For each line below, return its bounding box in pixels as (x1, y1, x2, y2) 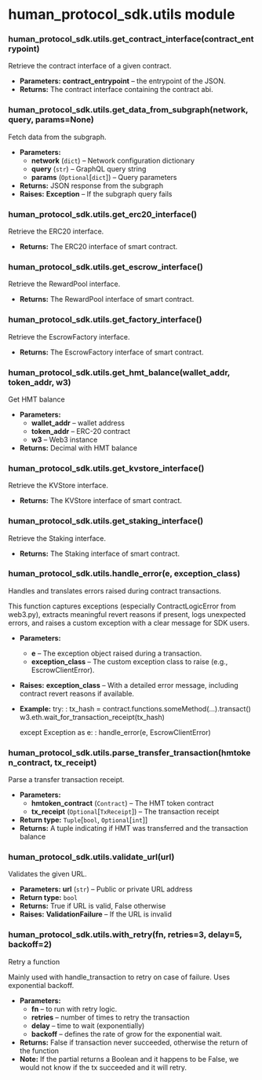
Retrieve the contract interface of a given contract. (8, 61, 172, 71)
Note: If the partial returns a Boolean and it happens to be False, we (19, 1054, 239, 1063)
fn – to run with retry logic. (31, 1004, 118, 1013)
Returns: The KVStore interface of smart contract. (19, 496, 183, 505)
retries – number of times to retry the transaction (31, 1012, 190, 1022)
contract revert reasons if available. (19, 689, 135, 698)
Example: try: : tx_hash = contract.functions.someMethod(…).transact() (19, 703, 251, 713)
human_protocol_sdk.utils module (8, 6, 235, 24)
